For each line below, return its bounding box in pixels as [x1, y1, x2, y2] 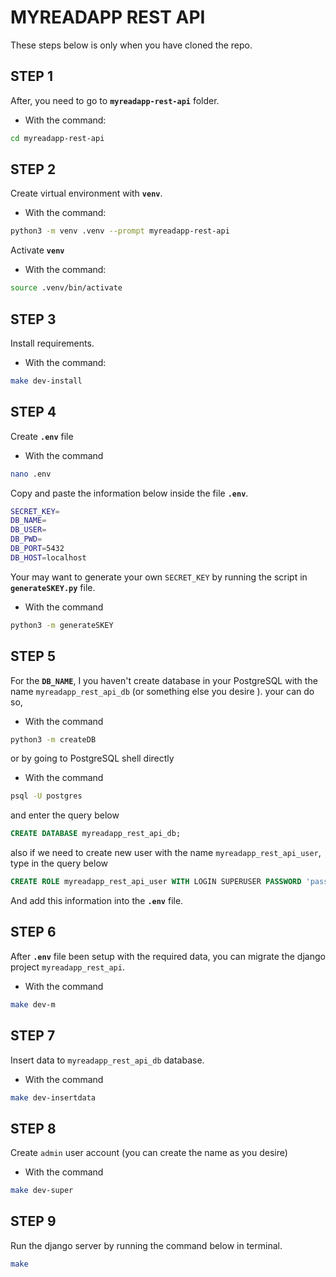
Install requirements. [10, 337, 95, 349]
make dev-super [10, 1186, 74, 1196]
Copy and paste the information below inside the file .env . [10, 487, 249, 499]
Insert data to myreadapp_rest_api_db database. [10, 1054, 205, 1066]
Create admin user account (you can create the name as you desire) [10, 1147, 288, 1159]
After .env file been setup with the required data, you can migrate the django [10, 950, 326, 962]
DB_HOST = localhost [10, 552, 87, 563]
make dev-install [10, 376, 83, 386]
